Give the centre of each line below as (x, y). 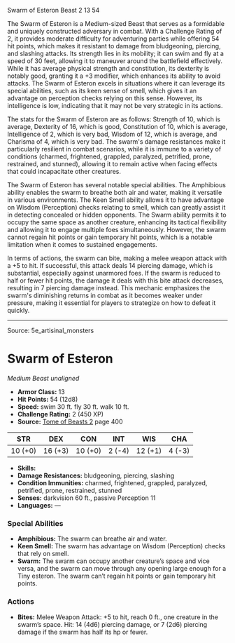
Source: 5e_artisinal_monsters (51, 330)
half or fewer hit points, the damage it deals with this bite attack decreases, (115, 280)
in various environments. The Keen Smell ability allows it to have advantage (116, 200)
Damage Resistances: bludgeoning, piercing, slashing (96, 475)
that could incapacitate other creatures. (64, 171)
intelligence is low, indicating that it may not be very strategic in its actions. (115, 106)
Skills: (27, 468)
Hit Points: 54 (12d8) (48, 399)
